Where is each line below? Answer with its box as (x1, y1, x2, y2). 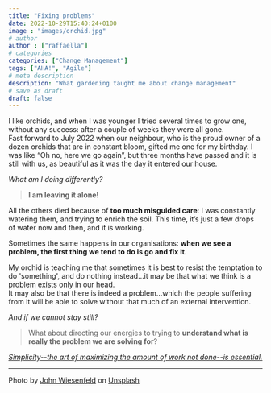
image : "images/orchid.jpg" (8, 27, 106, 35)
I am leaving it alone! (27, 190, 99, 200)
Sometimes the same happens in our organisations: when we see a (8, 238, 231, 248)
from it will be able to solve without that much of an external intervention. (8, 297, 252, 307)
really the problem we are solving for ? (27, 337, 158, 346)
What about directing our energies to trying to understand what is (27, 328, 248, 338)
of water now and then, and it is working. (8, 223, 144, 233)
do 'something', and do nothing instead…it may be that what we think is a (8, 271, 252, 281)
